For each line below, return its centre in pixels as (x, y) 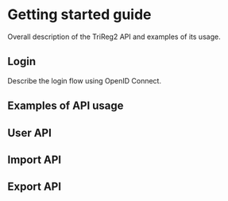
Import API (34, 159)
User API (30, 133)
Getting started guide (79, 15)
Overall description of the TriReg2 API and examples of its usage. (114, 37)
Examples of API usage (66, 106)
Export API (34, 187)
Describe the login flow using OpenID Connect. (85, 80)
